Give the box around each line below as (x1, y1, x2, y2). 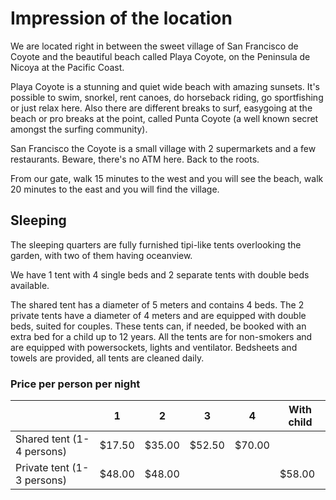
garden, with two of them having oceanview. (10, 249, 193, 261)
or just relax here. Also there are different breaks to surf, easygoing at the (10, 102, 313, 114)
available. (10, 279, 50, 291)
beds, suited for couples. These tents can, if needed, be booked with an (10, 320, 307, 332)
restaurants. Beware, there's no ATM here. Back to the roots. (10, 153, 260, 165)
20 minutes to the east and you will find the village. (10, 183, 220, 195)
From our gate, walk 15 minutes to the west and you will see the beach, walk (10, 172, 324, 184)
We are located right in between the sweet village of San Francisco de (10, 40, 299, 52)
